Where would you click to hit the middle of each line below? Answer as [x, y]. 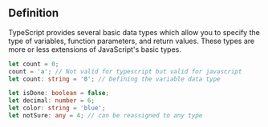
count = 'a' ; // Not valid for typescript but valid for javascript [125, 71]
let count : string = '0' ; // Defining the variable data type [114, 79]
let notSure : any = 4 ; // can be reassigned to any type [106, 116]
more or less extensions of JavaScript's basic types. [95, 49]
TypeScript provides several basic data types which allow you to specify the [134, 32]
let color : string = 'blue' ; [57, 108]
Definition [33, 13]
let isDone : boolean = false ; [59, 93]
